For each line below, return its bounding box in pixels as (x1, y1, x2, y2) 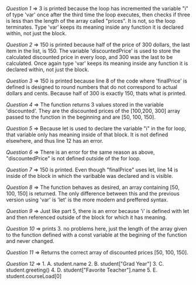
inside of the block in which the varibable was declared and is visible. (6, 173, 174, 179)
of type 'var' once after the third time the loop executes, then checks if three (6, 11, 191, 18)
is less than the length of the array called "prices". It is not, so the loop (6, 18, 176, 24)
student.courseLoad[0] (6, 273, 62, 280)
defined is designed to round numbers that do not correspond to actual (6, 84, 177, 90)
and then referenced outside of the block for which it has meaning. (6, 214, 167, 221)
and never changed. (6, 238, 54, 245)
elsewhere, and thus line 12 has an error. (6, 138, 104, 144)
